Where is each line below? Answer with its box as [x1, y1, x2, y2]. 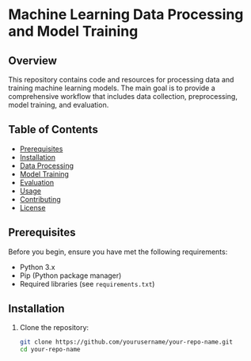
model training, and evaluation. [8, 101, 109, 109]
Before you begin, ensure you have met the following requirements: [8, 247, 228, 256]
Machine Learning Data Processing [8, 6, 244, 24]
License [19, 203, 46, 212]
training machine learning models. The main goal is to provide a [8, 83, 215, 93]
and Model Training [8, 22, 139, 40]
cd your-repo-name [19, 346, 81, 354]
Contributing [19, 194, 61, 203]
